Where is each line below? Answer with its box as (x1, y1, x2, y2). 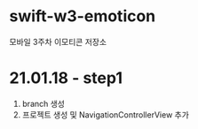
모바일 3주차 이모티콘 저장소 (9, 36, 107, 47)
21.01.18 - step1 (9, 68, 123, 88)
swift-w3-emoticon (9, 6, 156, 27)
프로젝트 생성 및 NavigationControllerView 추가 (21, 109, 189, 120)
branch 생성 (21, 98, 65, 109)
